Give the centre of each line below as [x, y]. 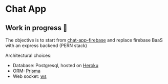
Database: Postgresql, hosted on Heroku [56, 65]
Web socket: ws [30, 76]
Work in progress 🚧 [36, 28]
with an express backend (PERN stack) [46, 46]
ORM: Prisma [27, 71]
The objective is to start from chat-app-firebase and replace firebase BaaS [84, 40]
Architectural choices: [28, 55]
